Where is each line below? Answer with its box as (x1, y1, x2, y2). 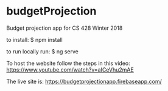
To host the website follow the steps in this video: (6, 59, 131, 67)
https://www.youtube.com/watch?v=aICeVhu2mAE (6, 66, 134, 73)
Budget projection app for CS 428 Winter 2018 (6, 24, 123, 32)
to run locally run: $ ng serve (6, 47, 79, 55)
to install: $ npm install (6, 36, 63, 43)
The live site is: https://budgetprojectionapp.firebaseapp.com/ (6, 78, 163, 85)
